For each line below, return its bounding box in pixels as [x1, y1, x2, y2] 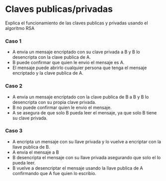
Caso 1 [5, 37, 21, 44]
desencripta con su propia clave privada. [12, 99, 96, 105]
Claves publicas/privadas [5, 3, 113, 15]
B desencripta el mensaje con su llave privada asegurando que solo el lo [12, 154, 161, 160]
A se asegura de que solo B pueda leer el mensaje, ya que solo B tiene [12, 109, 157, 115]
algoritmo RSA [5, 25, 35, 31]
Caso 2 [5, 83, 22, 90]
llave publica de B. [12, 144, 50, 150]
